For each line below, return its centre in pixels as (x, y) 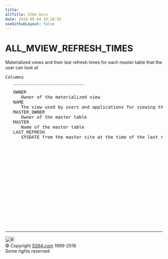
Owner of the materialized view (60, 97)
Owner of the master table (54, 117)
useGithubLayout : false (30, 24)
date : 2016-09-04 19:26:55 (33, 19)
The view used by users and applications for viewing (88, 107)
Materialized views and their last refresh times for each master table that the (84, 62)
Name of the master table (52, 127)
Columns (14, 77)
